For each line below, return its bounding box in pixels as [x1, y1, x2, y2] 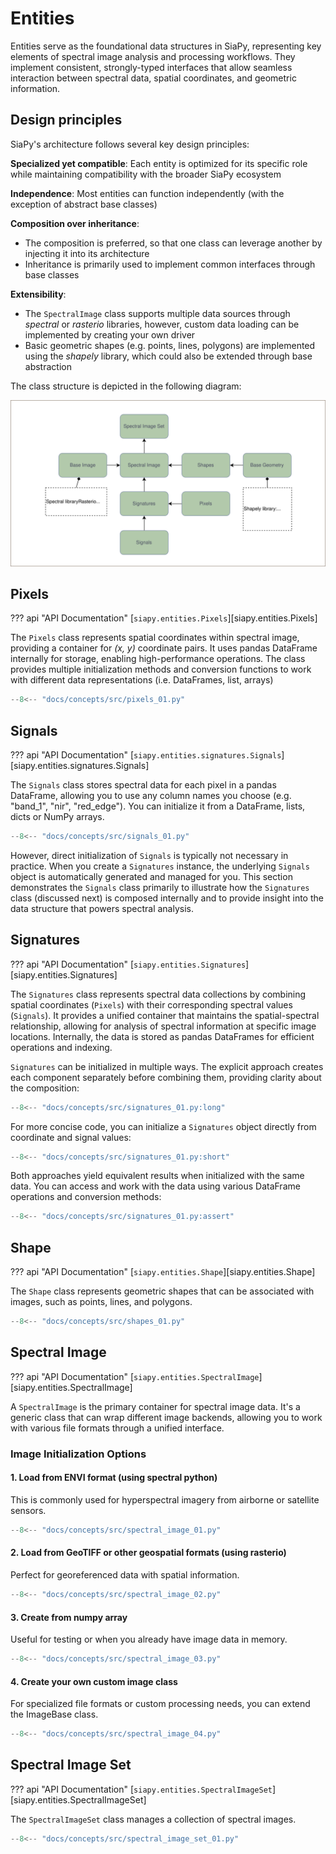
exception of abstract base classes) [10, 198, 158, 210]
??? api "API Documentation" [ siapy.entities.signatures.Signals [10, 749, 282, 761]
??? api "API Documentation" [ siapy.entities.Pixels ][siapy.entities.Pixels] [10, 612, 318, 624]
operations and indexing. [10, 1041, 113, 1053]
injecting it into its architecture [24, 247, 150, 259]
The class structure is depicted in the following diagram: [10, 380, 242, 392]
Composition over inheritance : [10, 217, 140, 229]
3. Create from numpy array [10, 1611, 128, 1623]
